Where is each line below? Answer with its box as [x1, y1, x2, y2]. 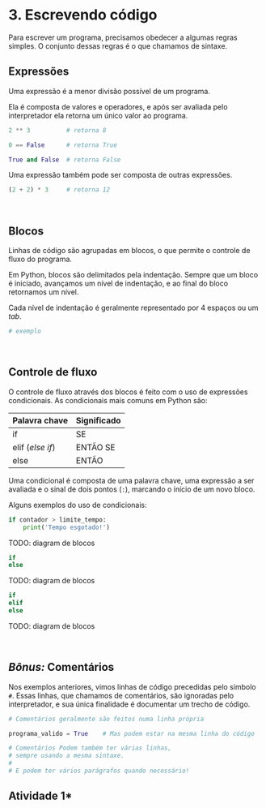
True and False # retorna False [8, 156, 121, 164]
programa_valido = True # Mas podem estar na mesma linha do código [8, 729, 255, 737]
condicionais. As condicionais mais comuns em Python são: [8, 395, 208, 405]
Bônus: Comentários [8, 660, 115, 674]
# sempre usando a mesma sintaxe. [8, 752, 125, 760]
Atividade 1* [8, 789, 73, 803]
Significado [75, 415, 121, 426]
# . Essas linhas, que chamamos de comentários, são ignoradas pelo [8, 690, 234, 700]
